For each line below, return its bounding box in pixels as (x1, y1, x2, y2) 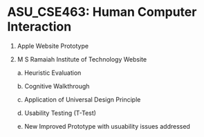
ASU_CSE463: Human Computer (7, 4, 197, 20)
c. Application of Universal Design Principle (17, 95, 141, 104)
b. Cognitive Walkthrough (17, 82, 90, 90)
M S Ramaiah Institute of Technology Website (17, 55, 147, 63)
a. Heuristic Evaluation (17, 68, 82, 77)
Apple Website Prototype (17, 42, 89, 50)
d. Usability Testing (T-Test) (17, 109, 97, 117)
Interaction (7, 19, 72, 35)
